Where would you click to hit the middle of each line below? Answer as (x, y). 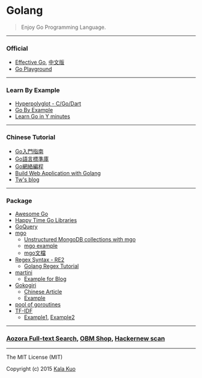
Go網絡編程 (29, 166)
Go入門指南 (29, 151)
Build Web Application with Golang (58, 173)
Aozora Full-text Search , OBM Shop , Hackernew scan (86, 339)
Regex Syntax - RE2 (40, 260)
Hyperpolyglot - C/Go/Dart (48, 104)
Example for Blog (45, 279)
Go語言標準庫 (32, 159)
